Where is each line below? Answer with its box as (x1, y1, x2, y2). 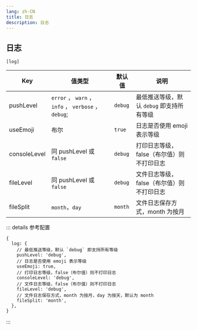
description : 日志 (6, 19, 49, 25)
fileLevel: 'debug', (16, 286, 67, 292)
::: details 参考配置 (6, 224, 50, 231)
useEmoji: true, (16, 264, 57, 269)
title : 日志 (6, 14, 33, 20)
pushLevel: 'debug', (16, 252, 67, 258)
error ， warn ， (51, 94, 95, 102)
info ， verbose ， (51, 102, 101, 111)
